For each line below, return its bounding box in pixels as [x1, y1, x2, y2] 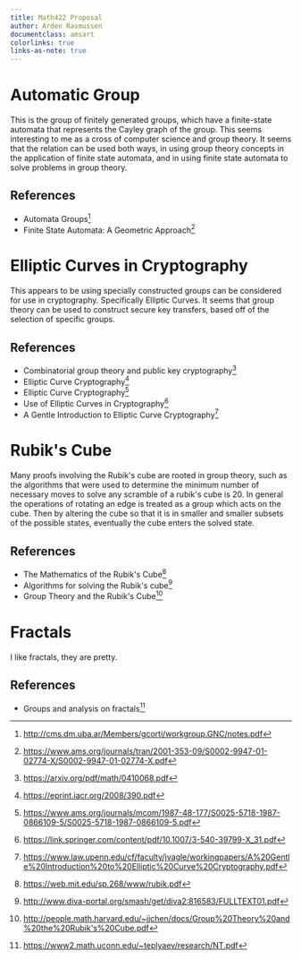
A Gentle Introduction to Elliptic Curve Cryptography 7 [22, 407, 220, 420]
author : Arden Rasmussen [10, 21, 103, 30]
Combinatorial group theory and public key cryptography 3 [22, 364, 238, 376]
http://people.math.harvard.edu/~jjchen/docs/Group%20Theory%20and [22, 913, 290, 924]
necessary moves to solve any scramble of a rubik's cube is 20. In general [10, 489, 284, 500]
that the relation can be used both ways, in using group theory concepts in [10, 143, 285, 154]
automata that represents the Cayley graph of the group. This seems [10, 124, 263, 135]
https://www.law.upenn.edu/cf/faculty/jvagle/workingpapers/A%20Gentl [22, 852, 290, 862]
